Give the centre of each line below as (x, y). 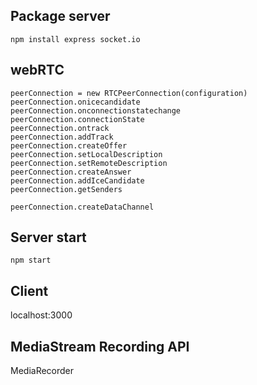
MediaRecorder (42, 371)
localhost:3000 (41, 315)
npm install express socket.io (75, 39)
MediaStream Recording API (100, 346)
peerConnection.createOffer (69, 145)
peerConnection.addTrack (62, 137)
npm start (31, 260)
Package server (60, 16)
